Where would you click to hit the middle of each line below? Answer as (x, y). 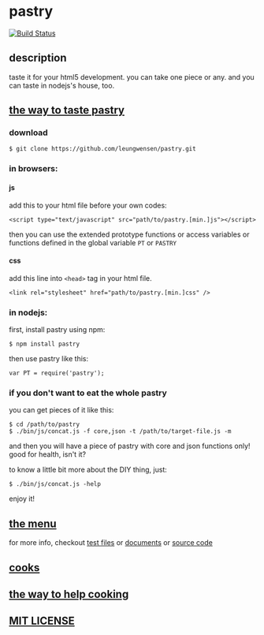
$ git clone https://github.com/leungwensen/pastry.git (102, 149)
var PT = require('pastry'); (57, 373)
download (28, 133)
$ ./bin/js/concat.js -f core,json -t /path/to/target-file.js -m (120, 431)
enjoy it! (22, 499)
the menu (33, 523)
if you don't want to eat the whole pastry (88, 393)
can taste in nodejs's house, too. (62, 85)
